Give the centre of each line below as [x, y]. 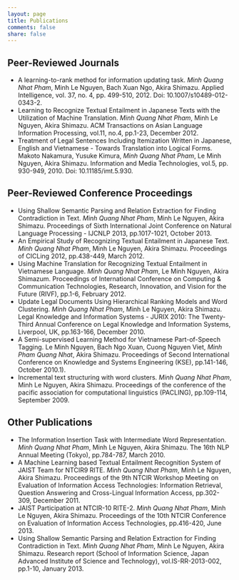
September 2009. [44, 400]
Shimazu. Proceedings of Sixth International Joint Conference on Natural [124, 225]
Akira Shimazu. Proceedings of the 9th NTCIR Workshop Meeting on [118, 477]
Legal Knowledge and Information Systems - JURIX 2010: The [108, 316]
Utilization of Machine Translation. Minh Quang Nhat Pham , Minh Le [118, 118]
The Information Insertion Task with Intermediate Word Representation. [122, 439]
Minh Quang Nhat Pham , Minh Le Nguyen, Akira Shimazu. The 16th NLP [123, 447]
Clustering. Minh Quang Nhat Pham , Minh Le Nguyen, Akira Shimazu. [120, 309]
